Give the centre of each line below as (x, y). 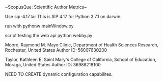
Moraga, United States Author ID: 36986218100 (53, 65)
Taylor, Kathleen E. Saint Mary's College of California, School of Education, (81, 60)
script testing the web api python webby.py (49, 35)
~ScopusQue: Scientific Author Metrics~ (46, 7)
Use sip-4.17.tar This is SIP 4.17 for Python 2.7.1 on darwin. (63, 16)
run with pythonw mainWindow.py (39, 26)
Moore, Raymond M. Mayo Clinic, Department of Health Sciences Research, (82, 45)
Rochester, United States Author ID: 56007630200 (56, 50)
